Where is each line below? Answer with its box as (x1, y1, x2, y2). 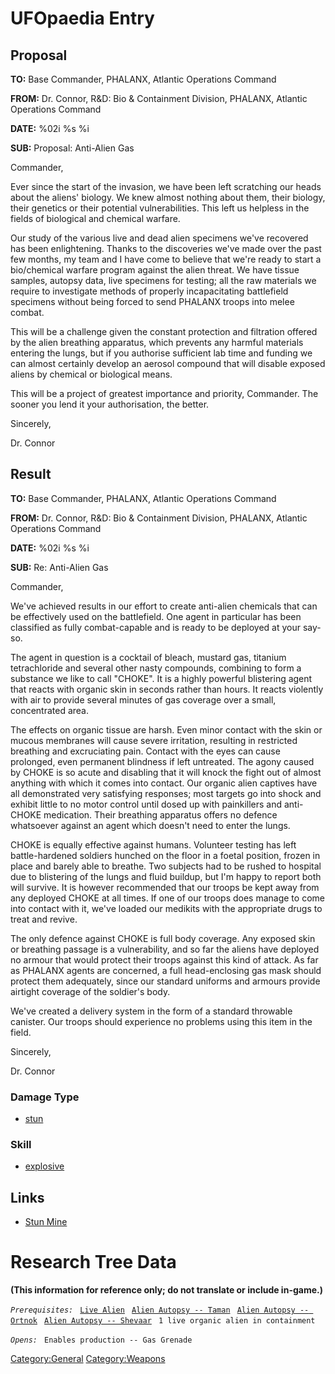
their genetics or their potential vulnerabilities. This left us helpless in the (10, 202, 310, 214)
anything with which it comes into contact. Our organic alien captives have (10, 777, 318, 789)
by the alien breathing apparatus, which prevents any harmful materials (10, 337, 304, 348)
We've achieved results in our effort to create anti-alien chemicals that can (10, 600, 318, 612)
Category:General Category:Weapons (10, 1353, 166, 1365)
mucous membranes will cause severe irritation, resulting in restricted (10, 734, 298, 746)
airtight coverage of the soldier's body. (10, 985, 171, 997)
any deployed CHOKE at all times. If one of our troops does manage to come (10, 892, 325, 904)
